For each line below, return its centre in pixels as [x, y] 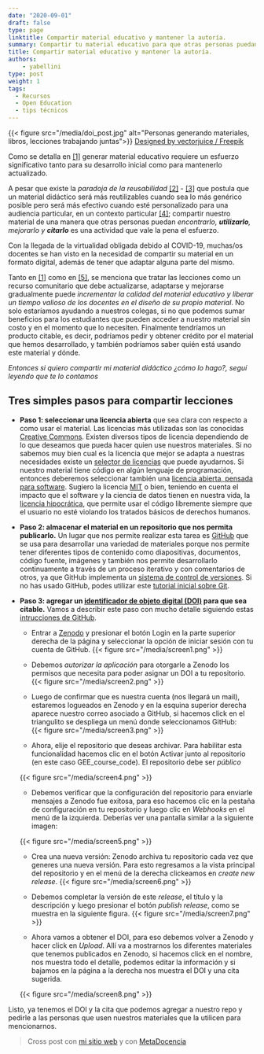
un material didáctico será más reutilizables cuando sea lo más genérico [125, 197]
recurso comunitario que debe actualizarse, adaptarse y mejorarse [116, 286]
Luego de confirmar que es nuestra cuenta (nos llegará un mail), [136, 696]
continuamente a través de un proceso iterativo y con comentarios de [132, 569]
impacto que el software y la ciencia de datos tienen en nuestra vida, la [135, 495]
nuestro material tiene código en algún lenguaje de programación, [126, 470]
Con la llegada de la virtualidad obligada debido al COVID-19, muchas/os [126, 245]
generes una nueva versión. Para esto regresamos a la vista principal [143, 864]
